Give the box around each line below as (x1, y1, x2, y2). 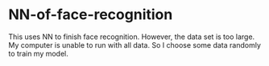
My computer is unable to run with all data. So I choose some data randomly (8, 40, 262, 49)
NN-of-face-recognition (8, 6, 173, 24)
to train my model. (8, 49, 68, 58)
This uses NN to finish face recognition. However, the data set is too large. (8, 32, 255, 41)
